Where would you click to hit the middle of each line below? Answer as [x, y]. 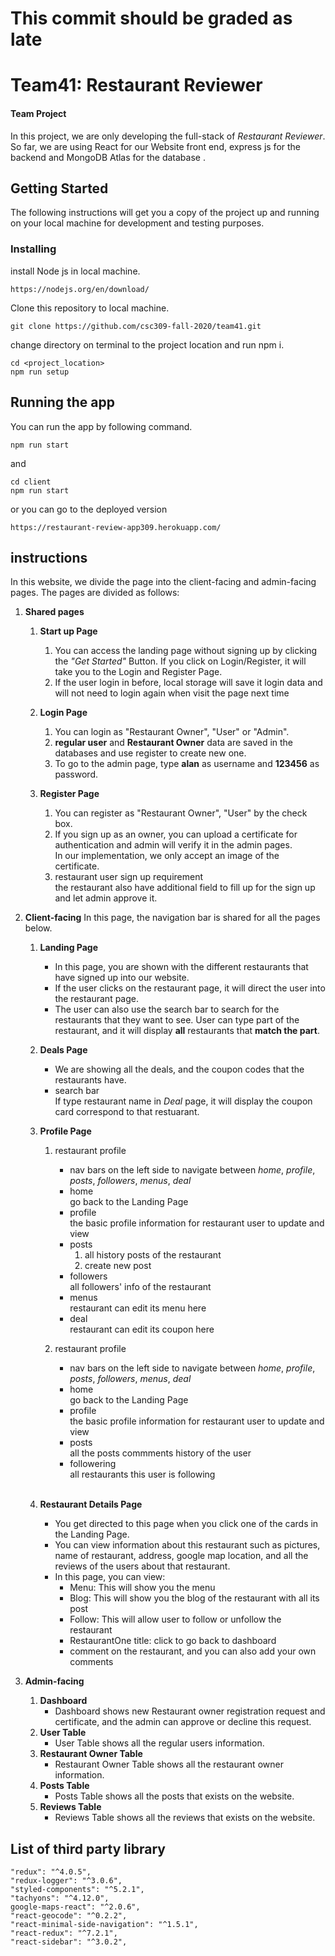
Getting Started [59, 188]
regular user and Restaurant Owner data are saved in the [174, 743]
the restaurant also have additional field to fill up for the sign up [185, 888]
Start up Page [68, 631]
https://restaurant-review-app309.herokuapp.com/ [116, 527]
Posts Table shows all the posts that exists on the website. [174, 1796]
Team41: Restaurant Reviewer [136, 85]
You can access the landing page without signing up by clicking [186, 651]
